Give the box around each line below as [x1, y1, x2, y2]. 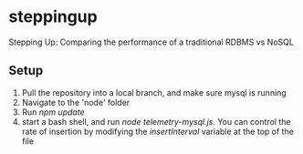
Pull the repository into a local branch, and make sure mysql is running [21, 87, 287, 98]
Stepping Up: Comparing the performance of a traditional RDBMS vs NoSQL [8, 36, 294, 47]
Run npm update [21, 107, 85, 118]
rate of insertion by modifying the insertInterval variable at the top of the [21, 126, 294, 137]
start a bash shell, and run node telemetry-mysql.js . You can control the [21, 116, 291, 127]
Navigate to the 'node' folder [21, 97, 131, 108]
